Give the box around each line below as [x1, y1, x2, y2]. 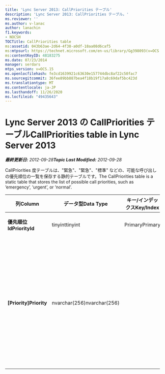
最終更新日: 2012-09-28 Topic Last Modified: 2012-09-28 [5, 157, 122, 163]
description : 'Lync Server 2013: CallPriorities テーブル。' [5, 12, 129, 17]
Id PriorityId [7, 225, 35, 232]
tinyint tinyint [52, 221, 81, 228]
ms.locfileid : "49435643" [5, 94, 58, 99]
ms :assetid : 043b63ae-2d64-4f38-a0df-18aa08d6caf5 [5, 44, 111, 49]
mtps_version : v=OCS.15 [5, 67, 54, 72]
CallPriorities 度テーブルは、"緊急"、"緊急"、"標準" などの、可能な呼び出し [5, 167, 157, 173]
